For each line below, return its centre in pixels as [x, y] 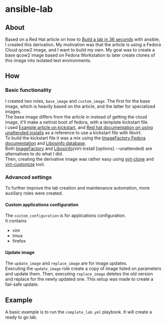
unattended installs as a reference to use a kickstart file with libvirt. [74, 132]
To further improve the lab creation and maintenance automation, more [78, 188]
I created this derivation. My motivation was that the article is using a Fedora [83, 45]
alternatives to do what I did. [34, 154]
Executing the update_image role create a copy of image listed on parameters [83, 268]
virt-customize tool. [25, 164]
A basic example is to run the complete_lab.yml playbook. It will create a [79, 312]
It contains [16, 221]
